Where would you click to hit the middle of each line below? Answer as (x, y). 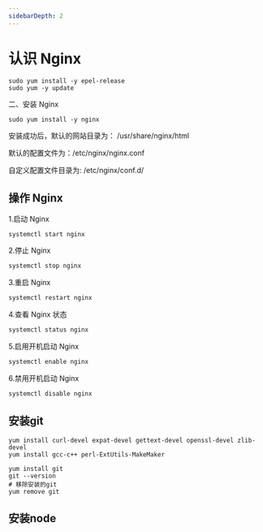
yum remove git (34, 491)
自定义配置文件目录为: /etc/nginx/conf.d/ (76, 170)
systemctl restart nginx (50, 298)
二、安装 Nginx (34, 104)
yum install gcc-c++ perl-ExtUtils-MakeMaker (86, 454)
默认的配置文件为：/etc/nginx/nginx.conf (76, 153)
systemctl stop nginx (45, 266)
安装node (32, 518)
